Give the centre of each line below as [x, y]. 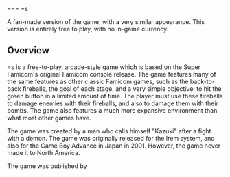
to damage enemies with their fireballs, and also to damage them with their [113, 103]
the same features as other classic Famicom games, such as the [98, 81]
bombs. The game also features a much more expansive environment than [112, 110]
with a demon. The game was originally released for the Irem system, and [111, 138]
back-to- [202, 81]
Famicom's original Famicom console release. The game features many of [112, 74]
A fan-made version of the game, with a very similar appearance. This [106, 22]
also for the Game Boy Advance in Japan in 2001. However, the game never [114, 146]
